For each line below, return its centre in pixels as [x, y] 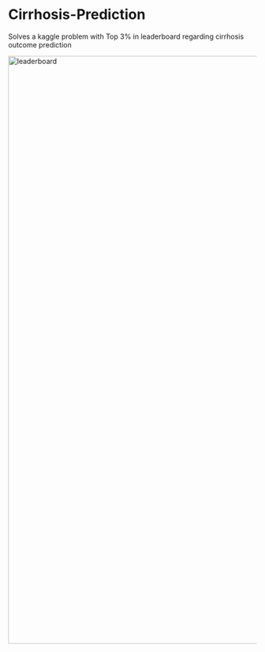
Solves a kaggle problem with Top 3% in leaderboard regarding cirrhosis [126, 36]
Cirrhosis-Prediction [77, 15]
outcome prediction [40, 44]
